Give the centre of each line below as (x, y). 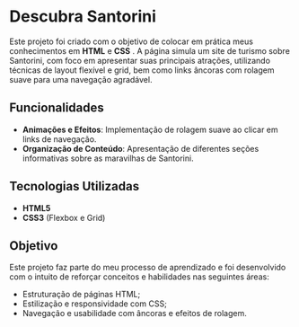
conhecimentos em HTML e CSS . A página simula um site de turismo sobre (149, 50)
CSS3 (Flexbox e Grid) (64, 217)
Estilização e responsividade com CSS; (95, 304)
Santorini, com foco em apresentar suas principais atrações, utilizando (140, 60)
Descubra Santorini (83, 17)
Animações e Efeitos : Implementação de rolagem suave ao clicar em (150, 129)
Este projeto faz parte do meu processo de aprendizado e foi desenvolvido (148, 268)
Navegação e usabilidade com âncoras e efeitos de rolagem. (134, 314)
